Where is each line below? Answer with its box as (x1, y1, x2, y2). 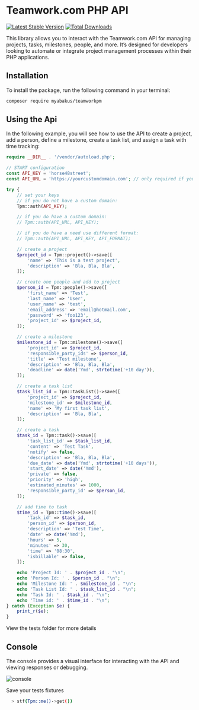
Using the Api (6, 114, 57, 125)
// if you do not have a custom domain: (17, 198, 118, 203)
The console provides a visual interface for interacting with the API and (6, 658, 179, 664)
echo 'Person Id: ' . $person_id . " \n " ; (17, 575, 120, 581)
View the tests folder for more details (6, 625, 97, 632)
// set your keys (17, 192, 60, 198)
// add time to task (17, 504, 68, 510)
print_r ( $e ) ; (17, 609, 49, 615)
